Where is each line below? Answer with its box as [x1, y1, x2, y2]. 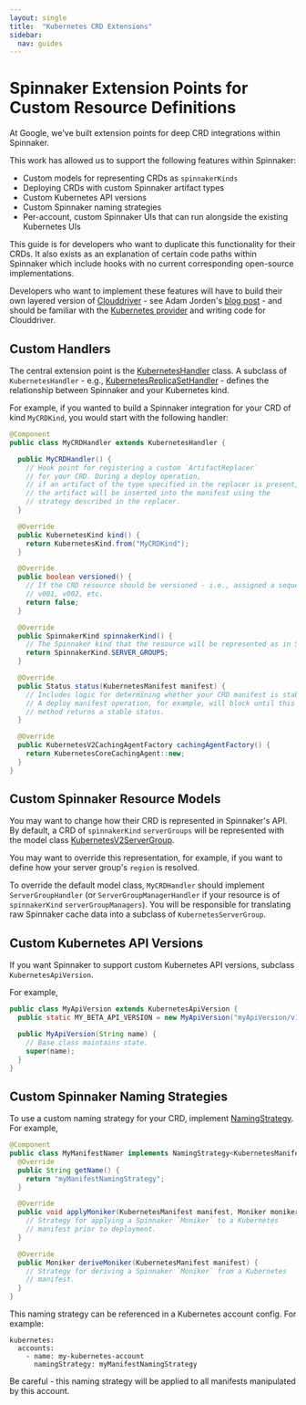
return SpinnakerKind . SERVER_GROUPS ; [25, 649, 169, 658]
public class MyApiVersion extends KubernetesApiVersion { [9, 1004, 239, 1014]
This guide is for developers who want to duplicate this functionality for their [9, 239, 296, 250]
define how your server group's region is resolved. [9, 862, 200, 873]
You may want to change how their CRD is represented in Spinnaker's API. [9, 816, 288, 827]
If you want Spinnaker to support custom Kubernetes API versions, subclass [9, 960, 295, 971]
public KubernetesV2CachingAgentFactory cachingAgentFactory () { [17, 741, 271, 750]
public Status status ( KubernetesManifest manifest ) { [17, 682, 226, 691]
